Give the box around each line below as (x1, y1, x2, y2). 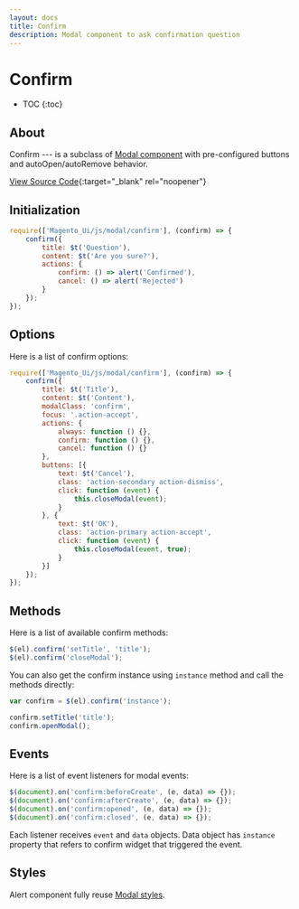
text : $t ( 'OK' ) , (57, 520, 119, 529)
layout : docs (9, 13, 59, 23)
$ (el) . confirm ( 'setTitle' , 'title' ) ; (9, 645, 152, 654)
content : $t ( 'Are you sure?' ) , (42, 251, 160, 260)
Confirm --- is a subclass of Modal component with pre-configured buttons (9, 149, 290, 160)
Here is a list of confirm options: (9, 351, 129, 361)
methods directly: (9, 679, 75, 689)
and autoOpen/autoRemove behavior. (9, 159, 149, 170)
